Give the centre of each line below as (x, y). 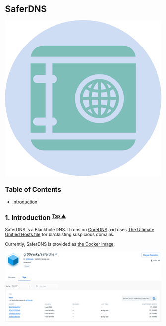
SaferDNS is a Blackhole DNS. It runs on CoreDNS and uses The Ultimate (80, 230)
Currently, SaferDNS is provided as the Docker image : (60, 244)
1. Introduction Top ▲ (36, 217)
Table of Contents (33, 190)
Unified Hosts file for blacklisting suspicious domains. (60, 235)
